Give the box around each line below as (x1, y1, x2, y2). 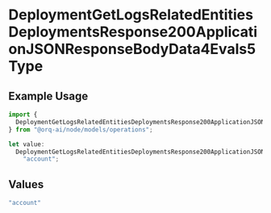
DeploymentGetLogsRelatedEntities (8, 6, 254, 24)
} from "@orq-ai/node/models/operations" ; (8, 125, 153, 134)
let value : (8, 140, 45, 148)
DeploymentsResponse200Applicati (8, 23, 258, 41)
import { (8, 111, 38, 119)
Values (8, 177, 44, 191)
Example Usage (8, 89, 89, 102)
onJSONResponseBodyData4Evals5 (8, 40, 256, 58)
